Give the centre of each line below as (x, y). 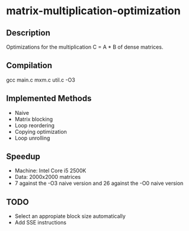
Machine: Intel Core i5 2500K (50, 171)
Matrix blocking (34, 119)
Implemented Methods (49, 99)
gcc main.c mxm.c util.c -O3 (41, 80)
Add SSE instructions (41, 223)
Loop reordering (35, 125)
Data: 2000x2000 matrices (48, 177)
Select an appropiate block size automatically (70, 216)
